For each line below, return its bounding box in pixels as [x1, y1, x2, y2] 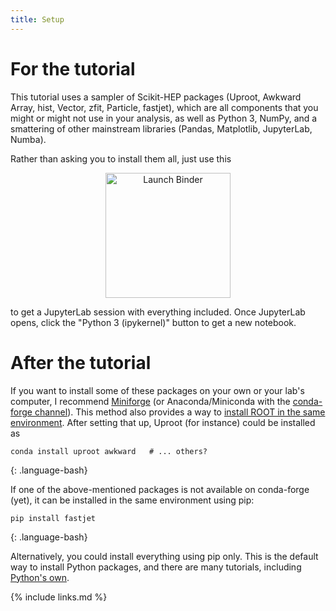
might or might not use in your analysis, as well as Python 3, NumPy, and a [10, 112, 318, 124]
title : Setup [10, 14, 65, 25]
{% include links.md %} [10, 591, 108, 603]
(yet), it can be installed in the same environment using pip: [10, 494, 255, 506]
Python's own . [10, 571, 70, 583]
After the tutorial [10, 351, 152, 374]
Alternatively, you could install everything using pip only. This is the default [10, 550, 319, 562]
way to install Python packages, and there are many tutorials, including [10, 561, 302, 573]
